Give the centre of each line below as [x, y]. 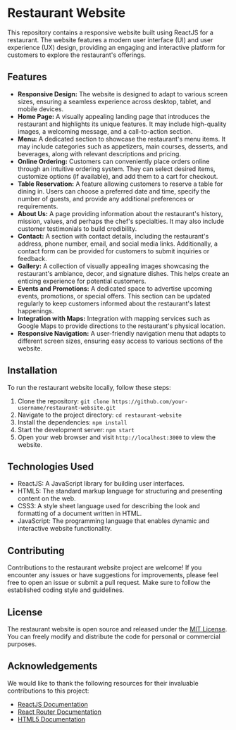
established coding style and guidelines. [66, 590]
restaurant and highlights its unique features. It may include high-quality [122, 124]
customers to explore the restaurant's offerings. [77, 55]
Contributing [36, 550]
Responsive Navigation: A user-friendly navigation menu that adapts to [122, 333]
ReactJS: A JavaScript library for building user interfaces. [101, 484]
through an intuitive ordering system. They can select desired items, [116, 169]
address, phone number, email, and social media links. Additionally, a [118, 244]
